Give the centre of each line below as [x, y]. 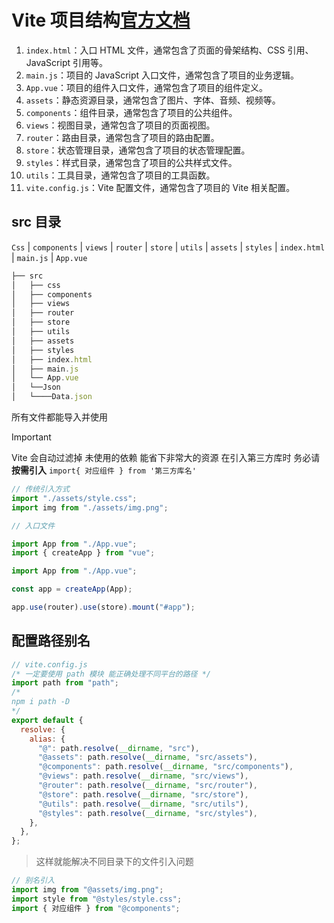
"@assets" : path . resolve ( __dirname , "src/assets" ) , [147, 757]
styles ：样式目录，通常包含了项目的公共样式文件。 [131, 162]
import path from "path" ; [65, 683]
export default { [47, 720]
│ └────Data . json [52, 397]
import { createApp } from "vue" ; [83, 553]
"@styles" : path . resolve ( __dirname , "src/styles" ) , [147, 813]
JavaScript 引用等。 [66, 62]
